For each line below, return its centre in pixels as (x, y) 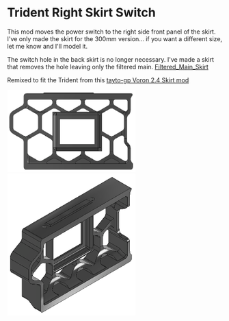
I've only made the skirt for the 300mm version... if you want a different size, (115, 38)
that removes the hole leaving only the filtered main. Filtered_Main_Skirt (108, 67)
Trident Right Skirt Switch (81, 13)
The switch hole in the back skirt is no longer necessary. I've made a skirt (110, 59)
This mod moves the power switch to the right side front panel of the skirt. (111, 32)
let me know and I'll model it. (47, 46)
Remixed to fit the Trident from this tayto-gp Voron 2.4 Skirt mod (98, 80)
